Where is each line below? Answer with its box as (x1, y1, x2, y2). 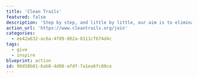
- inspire (11, 52, 35, 58)
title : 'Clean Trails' (6, 8, 62, 15)
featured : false (6, 14, 46, 20)
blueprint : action (6, 57, 51, 63)
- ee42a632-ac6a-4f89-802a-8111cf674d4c (11, 36, 112, 42)
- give (11, 47, 28, 53)
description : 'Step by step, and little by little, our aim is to (6, 19, 173, 25)
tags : (6, 42, 19, 48)
